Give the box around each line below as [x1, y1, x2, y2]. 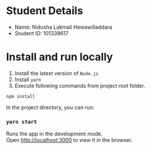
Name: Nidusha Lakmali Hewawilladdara [14, 23, 113, 31]
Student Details [6, 4, 83, 18]
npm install [6, 93, 35, 99]
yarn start [6, 118, 37, 125]
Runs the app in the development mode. [6, 130, 103, 137]
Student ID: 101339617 [14, 29, 69, 36]
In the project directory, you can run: [6, 104, 95, 111]
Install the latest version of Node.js [14, 69, 99, 77]
